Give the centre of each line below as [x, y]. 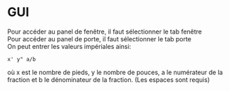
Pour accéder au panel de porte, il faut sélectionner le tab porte [100, 38]
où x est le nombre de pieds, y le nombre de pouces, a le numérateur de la [115, 72]
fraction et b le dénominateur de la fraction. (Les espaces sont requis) [109, 79]
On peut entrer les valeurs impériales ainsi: [69, 46]
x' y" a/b [22, 59]
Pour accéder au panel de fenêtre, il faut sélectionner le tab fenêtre [105, 31]
